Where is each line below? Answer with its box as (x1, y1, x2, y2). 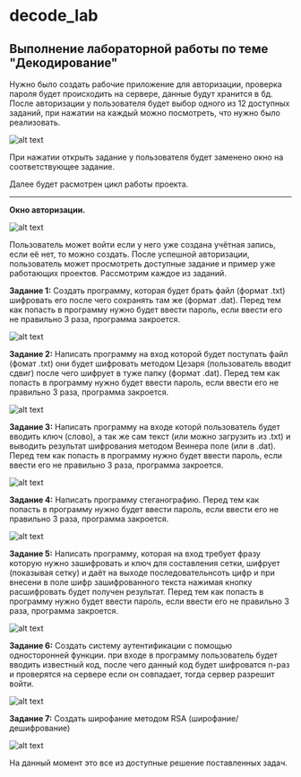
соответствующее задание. (9, 162, 115, 171)
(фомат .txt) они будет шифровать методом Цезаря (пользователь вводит (9, 358, 292, 369)
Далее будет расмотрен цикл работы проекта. (9, 179, 189, 189)
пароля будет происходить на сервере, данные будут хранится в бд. (9, 89, 273, 99)
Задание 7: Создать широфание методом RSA (9, 713, 187, 723)
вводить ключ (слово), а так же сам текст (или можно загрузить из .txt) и (9, 432, 291, 441)
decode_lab (9, 5, 99, 26)
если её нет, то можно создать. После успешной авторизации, (9, 249, 250, 259)
